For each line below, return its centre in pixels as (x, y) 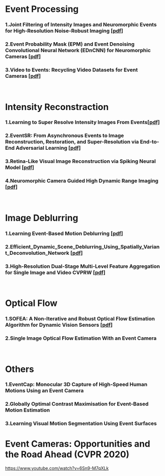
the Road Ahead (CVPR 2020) (67, 454)
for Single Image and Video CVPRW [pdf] (55, 272)
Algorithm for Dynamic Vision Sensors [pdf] (59, 325)
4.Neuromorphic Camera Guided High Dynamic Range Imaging (82, 181)
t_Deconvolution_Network (37, 253)
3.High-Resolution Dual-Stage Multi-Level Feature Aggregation (82, 266)
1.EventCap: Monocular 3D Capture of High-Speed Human (76, 384)
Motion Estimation (28, 410)
